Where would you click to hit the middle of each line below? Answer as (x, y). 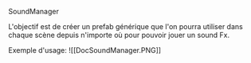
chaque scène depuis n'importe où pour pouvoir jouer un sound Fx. (119, 35)
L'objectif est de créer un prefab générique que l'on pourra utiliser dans (125, 26)
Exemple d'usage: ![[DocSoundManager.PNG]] (85, 50)
